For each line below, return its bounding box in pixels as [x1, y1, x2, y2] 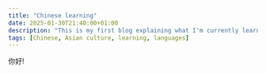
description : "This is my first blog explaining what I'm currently [8, 26, 239, 34]
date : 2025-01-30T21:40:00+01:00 [8, 19, 119, 27]
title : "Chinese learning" [8, 11, 97, 20]
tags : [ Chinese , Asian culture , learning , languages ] [8, 33, 190, 42]
